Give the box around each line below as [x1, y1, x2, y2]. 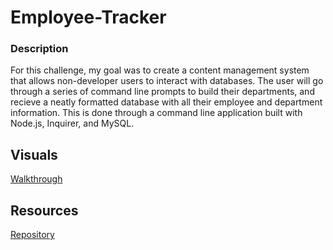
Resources [10, 202, 79, 219]
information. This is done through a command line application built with [10, 107, 303, 119]
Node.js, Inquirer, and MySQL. [10, 117, 135, 130]
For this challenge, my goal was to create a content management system [10, 64, 310, 76]
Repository [10, 229, 55, 241]
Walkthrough [10, 173, 63, 185]
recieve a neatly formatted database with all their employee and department [10, 96, 323, 108]
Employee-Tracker [10, 6, 167, 29]
